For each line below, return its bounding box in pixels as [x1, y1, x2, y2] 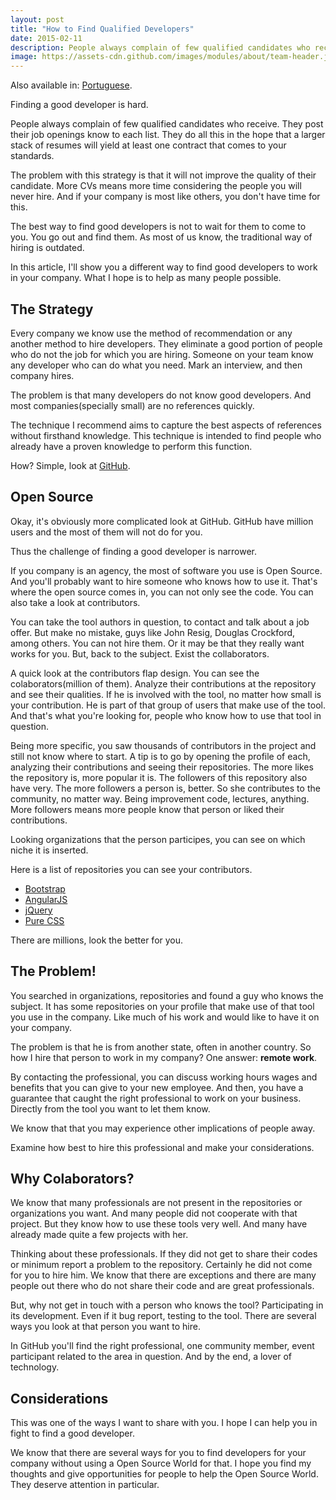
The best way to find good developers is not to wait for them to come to [10, 221, 307, 233]
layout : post [10, 14, 65, 25]
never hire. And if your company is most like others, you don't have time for [10, 191, 321, 203]
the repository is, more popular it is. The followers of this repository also [10, 771, 308, 783]
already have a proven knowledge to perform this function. [10, 440, 253, 452]
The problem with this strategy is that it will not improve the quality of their [10, 169, 317, 181]
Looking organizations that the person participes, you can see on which [10, 833, 306, 845]
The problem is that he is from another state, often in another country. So [10, 1041, 312, 1053]
